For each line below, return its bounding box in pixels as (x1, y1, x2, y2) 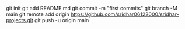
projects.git (6, 17, 33, 23)
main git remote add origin (6, 11, 70, 18)
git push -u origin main (34, 17, 89, 23)
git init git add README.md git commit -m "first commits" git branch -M (6, 5, 178, 11)
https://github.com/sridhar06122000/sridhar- (70, 11, 179, 18)
